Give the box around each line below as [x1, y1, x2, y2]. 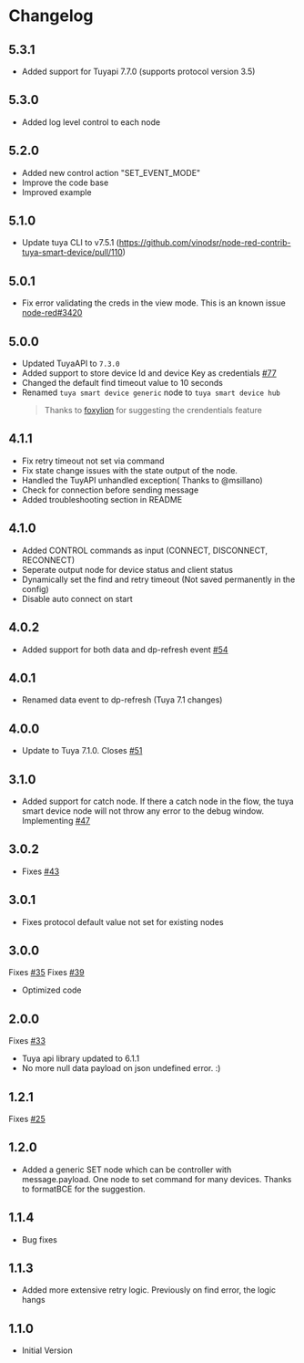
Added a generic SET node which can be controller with [21, 1164, 232, 1175]
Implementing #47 [21, 815, 91, 826]
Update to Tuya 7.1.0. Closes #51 [21, 745, 143, 756]
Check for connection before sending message [21, 484, 199, 495]
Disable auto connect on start [21, 593, 133, 604]
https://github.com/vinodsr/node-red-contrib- [118, 237, 291, 248]
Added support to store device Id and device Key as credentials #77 [21, 368, 277, 379]
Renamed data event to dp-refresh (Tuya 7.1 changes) [21, 694, 223, 705]
